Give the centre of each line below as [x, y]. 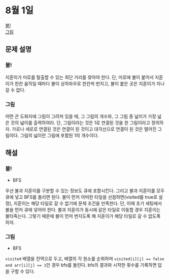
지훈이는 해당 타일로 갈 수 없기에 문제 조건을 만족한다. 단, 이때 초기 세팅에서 [88, 203]
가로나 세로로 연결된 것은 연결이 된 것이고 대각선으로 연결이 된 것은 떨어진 [84, 129]
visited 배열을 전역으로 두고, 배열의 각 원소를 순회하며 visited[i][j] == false [85, 258]
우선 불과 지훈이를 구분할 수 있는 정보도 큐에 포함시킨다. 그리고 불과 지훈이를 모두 [85, 191]
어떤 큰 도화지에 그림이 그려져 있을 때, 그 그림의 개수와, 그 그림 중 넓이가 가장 [81, 116]
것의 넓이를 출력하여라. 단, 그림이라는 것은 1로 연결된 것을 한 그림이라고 [80, 122]
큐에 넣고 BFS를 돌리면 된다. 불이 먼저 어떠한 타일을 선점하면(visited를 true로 [81, 197]
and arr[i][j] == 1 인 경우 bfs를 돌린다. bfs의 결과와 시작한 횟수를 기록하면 [81, 265]
